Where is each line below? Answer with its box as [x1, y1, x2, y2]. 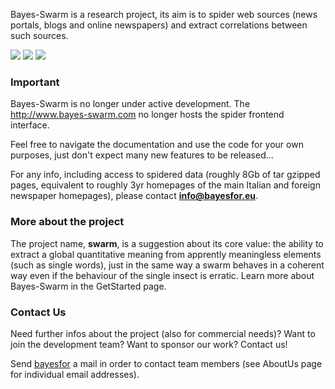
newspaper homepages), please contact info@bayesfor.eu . [10, 190, 258, 202]
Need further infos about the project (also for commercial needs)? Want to [10, 327, 316, 339]
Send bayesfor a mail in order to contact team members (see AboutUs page [10, 357, 323, 369]
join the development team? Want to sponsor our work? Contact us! [10, 338, 288, 350]
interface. [10, 119, 50, 131]
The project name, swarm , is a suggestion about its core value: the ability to [10, 237, 324, 249]
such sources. [10, 30, 69, 41]
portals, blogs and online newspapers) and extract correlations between [10, 19, 308, 31]
